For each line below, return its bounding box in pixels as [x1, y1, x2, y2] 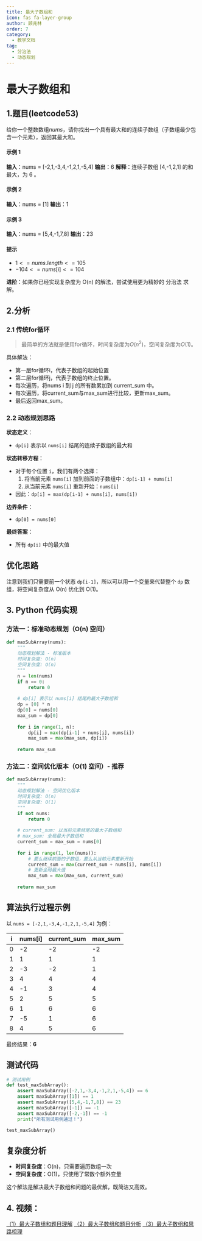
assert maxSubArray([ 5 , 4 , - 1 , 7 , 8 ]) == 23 [17, 1099, 121, 1105]
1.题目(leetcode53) [6, 108, 79, 119]
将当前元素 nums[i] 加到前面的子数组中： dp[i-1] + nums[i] [24, 475, 173, 483]
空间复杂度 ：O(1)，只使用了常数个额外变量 [15, 1170, 122, 1178]
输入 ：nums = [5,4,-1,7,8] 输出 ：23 [6, 230, 93, 238]
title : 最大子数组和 [6, 9, 53, 15]
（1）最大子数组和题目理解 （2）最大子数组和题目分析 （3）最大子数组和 [6, 1220, 189, 1228]
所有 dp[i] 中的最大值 [15, 541, 70, 548]
